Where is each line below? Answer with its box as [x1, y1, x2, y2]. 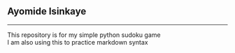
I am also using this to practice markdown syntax [7, 38, 148, 46]
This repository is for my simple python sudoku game [7, 31, 161, 39]
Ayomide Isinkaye [7, 6, 87, 17]
